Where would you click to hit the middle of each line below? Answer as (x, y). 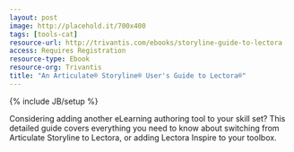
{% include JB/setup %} (54, 101)
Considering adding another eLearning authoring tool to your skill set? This (147, 118)
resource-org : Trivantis (56, 68)
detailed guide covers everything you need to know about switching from (144, 128)
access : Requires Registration (68, 51)
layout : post (34, 17)
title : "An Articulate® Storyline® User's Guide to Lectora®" (128, 76)
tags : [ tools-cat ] (43, 34)
